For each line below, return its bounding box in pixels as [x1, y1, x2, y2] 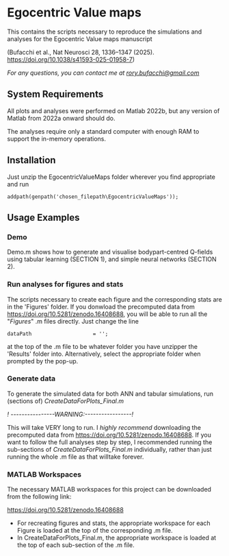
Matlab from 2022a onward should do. [7, 114, 116, 122]
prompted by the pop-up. [7, 356, 79, 365]
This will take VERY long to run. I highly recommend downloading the [7, 423, 202, 431]
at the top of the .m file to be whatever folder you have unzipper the [7, 342, 198, 350]
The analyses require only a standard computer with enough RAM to [7, 127, 200, 135]
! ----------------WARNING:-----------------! [7, 410, 134, 418]
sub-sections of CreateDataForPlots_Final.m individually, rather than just [7, 445, 212, 453]
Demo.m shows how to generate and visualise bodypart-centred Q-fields [7, 248, 213, 256]
